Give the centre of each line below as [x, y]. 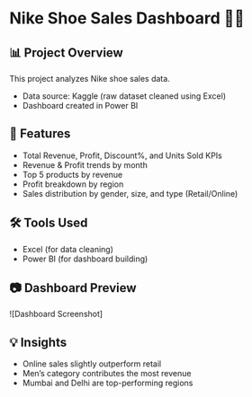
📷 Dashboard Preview [73, 288]
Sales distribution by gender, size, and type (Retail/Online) [130, 193]
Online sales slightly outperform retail [92, 364]
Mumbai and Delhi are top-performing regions [108, 383]
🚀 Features [40, 134]
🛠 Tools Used [49, 223]
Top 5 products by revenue [72, 174]
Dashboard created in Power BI [80, 106]
